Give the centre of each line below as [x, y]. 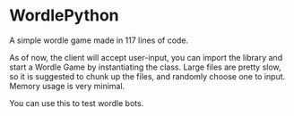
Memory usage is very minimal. [67, 86]
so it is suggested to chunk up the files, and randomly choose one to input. [147, 76]
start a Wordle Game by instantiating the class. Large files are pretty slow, [145, 67]
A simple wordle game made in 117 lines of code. [99, 40]
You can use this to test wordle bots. [77, 103]
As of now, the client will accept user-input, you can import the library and [146, 57]
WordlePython [64, 16]
